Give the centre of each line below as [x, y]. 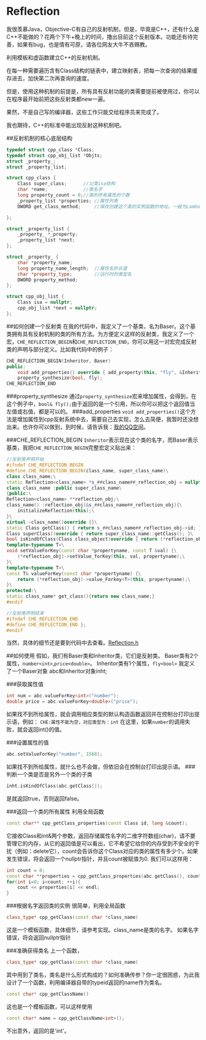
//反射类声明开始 [25, 459]
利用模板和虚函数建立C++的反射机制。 [55, 57]
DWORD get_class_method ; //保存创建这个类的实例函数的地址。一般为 [102, 206]
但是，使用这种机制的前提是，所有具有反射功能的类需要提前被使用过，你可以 [103, 91]
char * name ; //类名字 [60, 190]
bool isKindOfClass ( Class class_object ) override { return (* [86, 539]
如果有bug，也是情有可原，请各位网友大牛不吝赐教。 [84, 44]
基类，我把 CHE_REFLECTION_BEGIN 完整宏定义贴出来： [71, 448]
